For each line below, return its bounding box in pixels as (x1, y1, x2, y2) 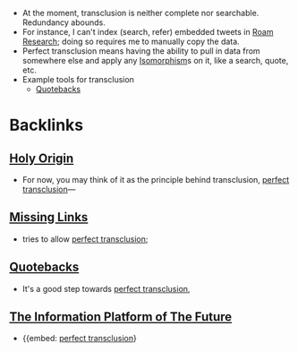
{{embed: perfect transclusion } (21, 333, 137, 344)
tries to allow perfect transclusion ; (21, 233, 149, 245)
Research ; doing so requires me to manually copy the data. (21, 36, 240, 47)
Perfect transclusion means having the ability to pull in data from (21, 46, 261, 56)
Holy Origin (9, 150, 74, 166)
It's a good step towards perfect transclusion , (21, 283, 191, 294)
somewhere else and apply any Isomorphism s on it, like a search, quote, (21, 56, 289, 65)
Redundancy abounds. (21, 17, 106, 28)
